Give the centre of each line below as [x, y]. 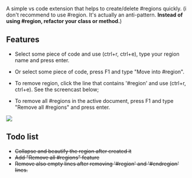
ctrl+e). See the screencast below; [57, 89]
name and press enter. [42, 60]
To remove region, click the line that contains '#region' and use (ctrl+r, [100, 83]
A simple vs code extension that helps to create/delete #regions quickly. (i [96, 9]
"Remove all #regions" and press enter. [62, 107]
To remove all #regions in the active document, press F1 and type [94, 101]
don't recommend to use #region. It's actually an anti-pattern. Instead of [95, 15]
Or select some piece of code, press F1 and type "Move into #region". [100, 72]
